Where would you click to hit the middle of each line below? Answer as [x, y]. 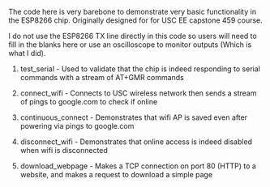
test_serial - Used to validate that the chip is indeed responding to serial [140, 69]
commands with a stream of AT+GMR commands [102, 77]
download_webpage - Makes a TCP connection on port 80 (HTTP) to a [138, 166]
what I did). [27, 53]
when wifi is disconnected [64, 150]
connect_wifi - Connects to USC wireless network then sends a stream [138, 93]
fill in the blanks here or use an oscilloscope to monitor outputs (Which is [130, 45]
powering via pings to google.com [77, 126]
